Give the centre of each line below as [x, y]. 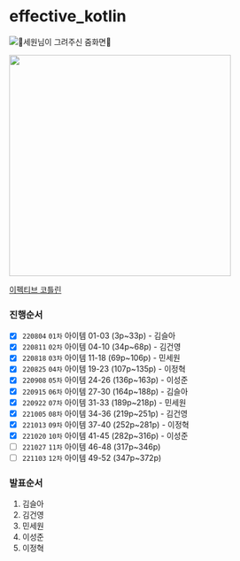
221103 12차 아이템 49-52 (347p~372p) [92, 457]
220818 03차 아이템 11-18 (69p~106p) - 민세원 [101, 358]
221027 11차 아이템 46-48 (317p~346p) [91, 446]
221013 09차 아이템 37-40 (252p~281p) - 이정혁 [105, 424]
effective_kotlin [68, 16]
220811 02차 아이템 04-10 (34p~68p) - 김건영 [101, 347]
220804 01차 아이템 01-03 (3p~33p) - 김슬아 [99, 336]
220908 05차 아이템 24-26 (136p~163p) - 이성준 [105, 380]
